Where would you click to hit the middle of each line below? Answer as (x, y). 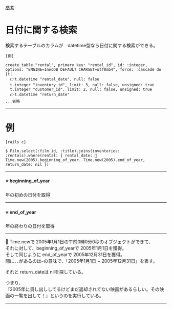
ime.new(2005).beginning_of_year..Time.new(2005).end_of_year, (75, 160)
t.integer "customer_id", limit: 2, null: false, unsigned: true (81, 89)
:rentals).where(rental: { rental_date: (49, 156)
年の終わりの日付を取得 (30, 226)
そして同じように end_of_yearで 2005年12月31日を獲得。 (65, 255)
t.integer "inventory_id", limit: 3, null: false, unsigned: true (82, 85)
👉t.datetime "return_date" (40, 94)
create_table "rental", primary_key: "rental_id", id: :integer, (76, 65)
